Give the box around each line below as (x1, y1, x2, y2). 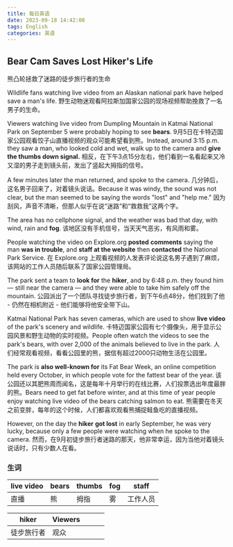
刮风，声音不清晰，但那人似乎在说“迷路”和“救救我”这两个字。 (7, 202, 182, 211)
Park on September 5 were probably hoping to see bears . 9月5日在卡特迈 (7, 128, 218, 136)
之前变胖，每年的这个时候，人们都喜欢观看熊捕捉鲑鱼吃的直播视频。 (7, 406, 202, 414)
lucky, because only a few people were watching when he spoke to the (7, 427, 210, 435)
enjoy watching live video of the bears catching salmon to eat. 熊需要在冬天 (7, 397, 223, 405)
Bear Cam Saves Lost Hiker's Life (7, 55, 154, 67)
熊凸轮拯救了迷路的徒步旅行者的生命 (7, 74, 111, 83)
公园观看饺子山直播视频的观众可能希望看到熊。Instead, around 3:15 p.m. (12, 136, 220, 145)
